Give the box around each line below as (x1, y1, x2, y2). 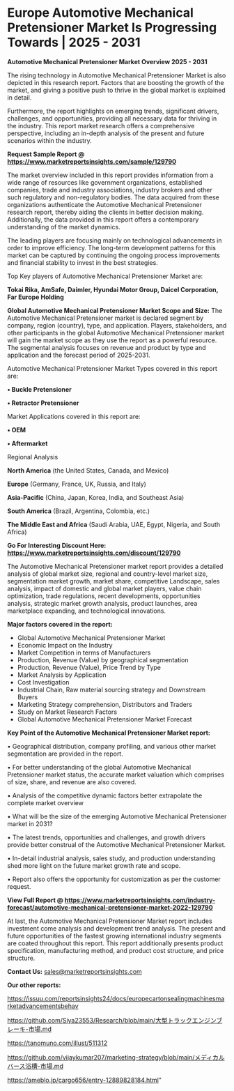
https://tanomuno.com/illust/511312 (7, 1039, 108, 1047)
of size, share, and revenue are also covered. (7, 777, 137, 786)
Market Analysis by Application (17, 671, 107, 679)
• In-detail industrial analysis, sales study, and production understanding (7, 854, 216, 862)
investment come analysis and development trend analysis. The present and (7, 924, 226, 932)
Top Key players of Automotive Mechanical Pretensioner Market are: (7, 272, 203, 280)
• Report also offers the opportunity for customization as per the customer (7, 875, 221, 883)
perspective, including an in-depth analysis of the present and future (7, 129, 205, 137)
